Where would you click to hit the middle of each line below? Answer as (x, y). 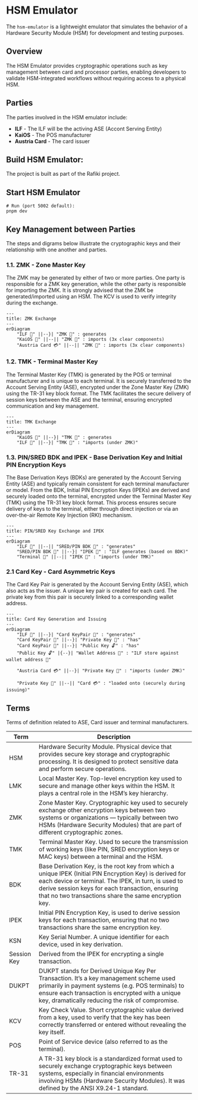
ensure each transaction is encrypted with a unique (110, 993)
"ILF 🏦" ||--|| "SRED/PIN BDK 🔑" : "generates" (76, 546)
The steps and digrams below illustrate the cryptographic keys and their (93, 243)
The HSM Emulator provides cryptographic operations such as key (87, 65)
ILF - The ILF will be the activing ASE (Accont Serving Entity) (88, 129)
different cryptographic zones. (81, 832)
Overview (24, 52)
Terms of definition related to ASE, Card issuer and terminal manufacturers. (98, 722)
